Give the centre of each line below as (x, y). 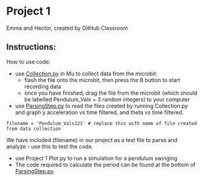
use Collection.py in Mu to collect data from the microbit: (86, 73)
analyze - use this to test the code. (50, 146)
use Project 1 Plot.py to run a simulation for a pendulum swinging (96, 158)
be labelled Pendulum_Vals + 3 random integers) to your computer (107, 99)
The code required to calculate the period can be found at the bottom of (105, 165)
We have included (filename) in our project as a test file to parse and (92, 140)
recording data (43, 86)
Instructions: (31, 47)
